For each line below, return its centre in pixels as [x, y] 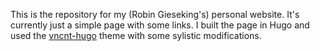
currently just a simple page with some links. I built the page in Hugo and [160, 25]
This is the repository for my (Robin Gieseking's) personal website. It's [155, 14]
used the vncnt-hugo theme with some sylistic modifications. [136, 35]
